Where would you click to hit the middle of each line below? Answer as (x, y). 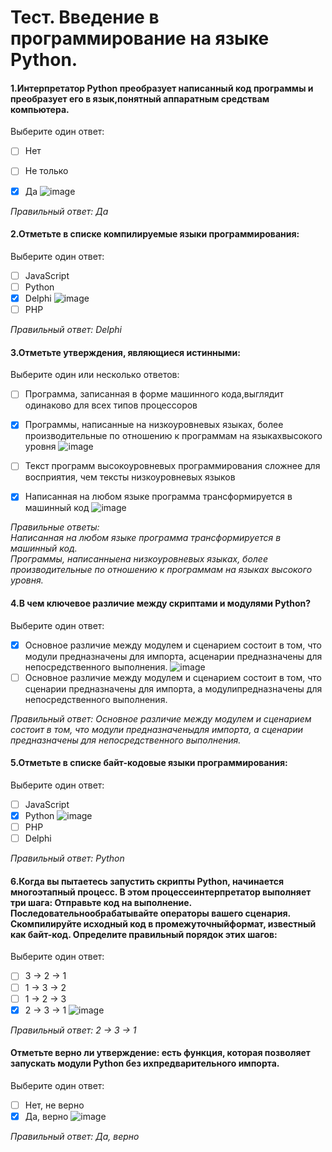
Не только (46, 171)
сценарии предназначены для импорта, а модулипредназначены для (173, 688)
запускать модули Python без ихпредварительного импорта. (145, 1063)
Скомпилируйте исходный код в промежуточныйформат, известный (163, 923)
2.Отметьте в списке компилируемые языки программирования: (155, 234)
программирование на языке (140, 38)
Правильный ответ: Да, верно (75, 1137)
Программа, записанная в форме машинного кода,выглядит (154, 394)
